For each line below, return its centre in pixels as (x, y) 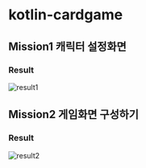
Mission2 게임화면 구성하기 (74, 115)
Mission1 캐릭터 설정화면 (67, 46)
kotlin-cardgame (66, 15)
